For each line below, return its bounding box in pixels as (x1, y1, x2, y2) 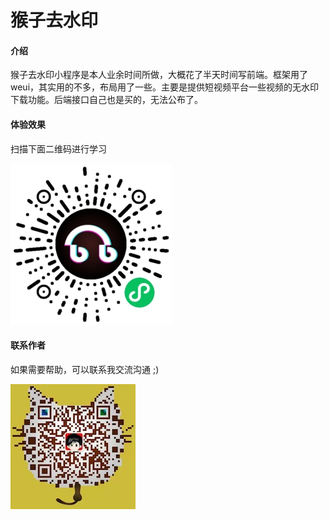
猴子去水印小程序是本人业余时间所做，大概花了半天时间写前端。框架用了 (10, 69, 308, 81)
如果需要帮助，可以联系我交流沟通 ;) (10, 363, 160, 375)
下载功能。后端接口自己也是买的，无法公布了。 (10, 94, 203, 106)
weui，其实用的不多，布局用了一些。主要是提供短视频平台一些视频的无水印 (10, 81, 320, 93)
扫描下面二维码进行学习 (10, 142, 107, 155)
